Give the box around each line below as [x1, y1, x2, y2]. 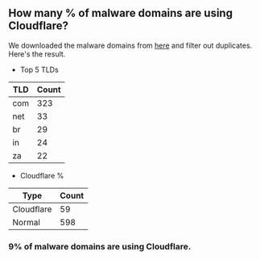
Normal [12, 216, 40, 228]
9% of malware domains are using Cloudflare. [8, 241, 192, 252]
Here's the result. [8, 48, 66, 59]
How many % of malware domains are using [8, 6, 233, 20]
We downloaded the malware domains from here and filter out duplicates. [8, 40, 253, 50]
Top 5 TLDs [19, 65, 59, 74]
